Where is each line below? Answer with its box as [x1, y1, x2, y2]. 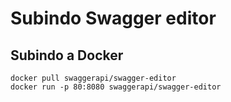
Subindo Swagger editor [10, 7, 217, 30]
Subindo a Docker [10, 47, 124, 64]
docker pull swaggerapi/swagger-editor [10, 73, 177, 83]
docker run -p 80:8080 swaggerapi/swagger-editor [10, 82, 222, 92]
